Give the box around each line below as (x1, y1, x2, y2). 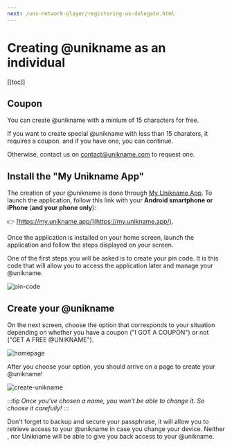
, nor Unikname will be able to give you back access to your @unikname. (7, 432, 215, 440)
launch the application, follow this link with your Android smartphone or (7, 196, 213, 204)
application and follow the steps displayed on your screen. (7, 240, 174, 249)
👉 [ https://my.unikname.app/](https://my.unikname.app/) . (7, 218, 174, 226)
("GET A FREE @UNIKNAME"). (7, 335, 94, 344)
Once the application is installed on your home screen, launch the (7, 234, 195, 242)
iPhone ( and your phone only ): (7, 204, 97, 212)
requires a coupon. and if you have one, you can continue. (7, 137, 174, 146)
